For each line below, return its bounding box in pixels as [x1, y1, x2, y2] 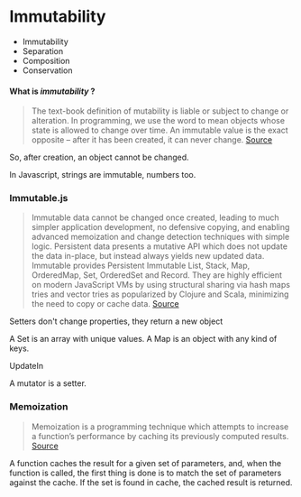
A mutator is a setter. [9, 378, 87, 389]
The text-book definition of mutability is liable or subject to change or [31, 106, 289, 116]
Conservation [22, 65, 74, 76]
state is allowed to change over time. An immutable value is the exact [31, 124, 288, 136]
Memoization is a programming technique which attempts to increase [31, 421, 289, 432]
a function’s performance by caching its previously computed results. [31, 430, 289, 441]
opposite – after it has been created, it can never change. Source [31, 134, 273, 145]
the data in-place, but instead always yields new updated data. [31, 251, 265, 262]
